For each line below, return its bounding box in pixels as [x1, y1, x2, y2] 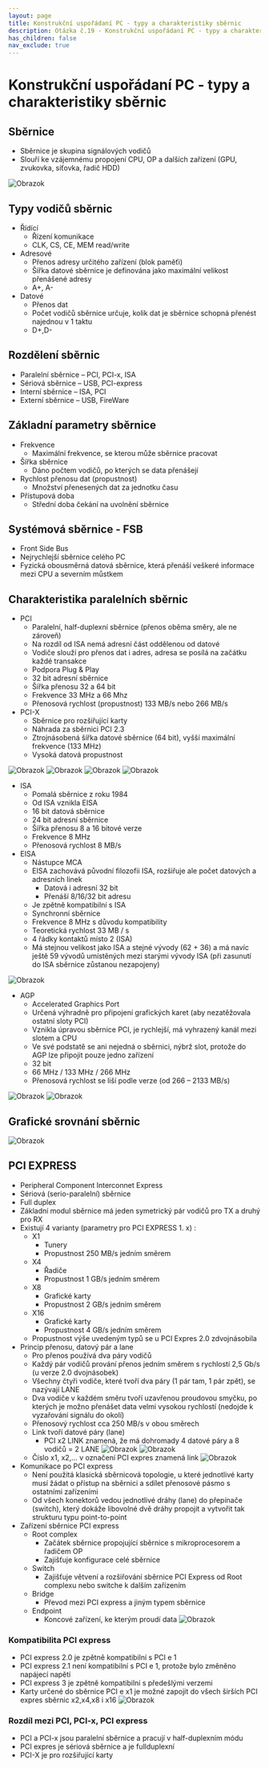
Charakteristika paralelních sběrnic [8, 592, 188, 606]
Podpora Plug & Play [31, 665, 100, 675]
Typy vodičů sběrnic [8, 202, 113, 215]
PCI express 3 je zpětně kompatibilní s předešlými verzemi [19, 1678, 214, 1688]
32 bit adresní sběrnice [31, 674, 109, 683]
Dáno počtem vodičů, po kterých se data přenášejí [31, 465, 199, 475]
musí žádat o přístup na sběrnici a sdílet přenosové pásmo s [31, 1478, 231, 1488]
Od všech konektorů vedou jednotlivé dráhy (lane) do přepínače [31, 1495, 243, 1504]
